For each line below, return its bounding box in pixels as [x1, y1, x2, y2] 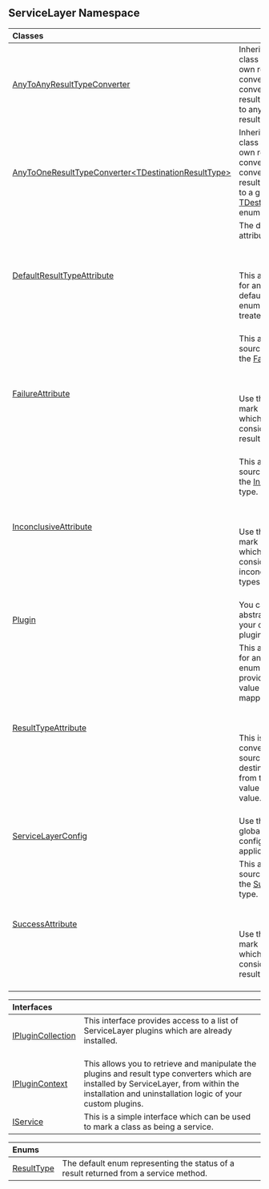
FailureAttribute [12, 388, 70, 399]
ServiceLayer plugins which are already [83, 1025, 232, 1036]
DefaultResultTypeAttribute [12, 270, 114, 281]
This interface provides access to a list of [83, 1014, 239, 1026]
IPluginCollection [12, 1030, 76, 1041]
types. [239, 576, 263, 587]
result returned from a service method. [62, 1167, 208, 1179]
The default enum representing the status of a [62, 1157, 235, 1168]
